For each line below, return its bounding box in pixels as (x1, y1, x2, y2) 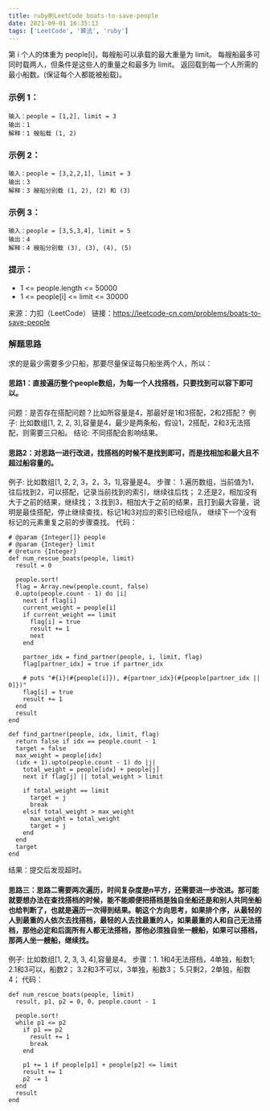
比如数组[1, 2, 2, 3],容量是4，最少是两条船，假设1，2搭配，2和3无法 (18, 418, 244, 428)
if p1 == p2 (22, 1026, 63, 1034)
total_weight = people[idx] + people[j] (22, 765, 160, 774)
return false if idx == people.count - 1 (15, 737, 157, 746)
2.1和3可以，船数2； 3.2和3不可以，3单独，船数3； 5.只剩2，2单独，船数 (8, 965, 252, 974)
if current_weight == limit (22, 611, 117, 619)
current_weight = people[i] (22, 604, 117, 612)
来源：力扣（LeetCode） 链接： (8, 308, 114, 318)
